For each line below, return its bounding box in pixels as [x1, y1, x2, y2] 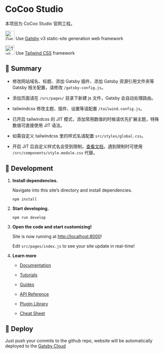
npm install [12, 197, 37, 202]
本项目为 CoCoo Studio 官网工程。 [5, 20, 75, 26]
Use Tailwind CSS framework [15, 50, 75, 56]
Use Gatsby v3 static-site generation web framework [15, 35, 123, 41]
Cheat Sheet [19, 310, 45, 316]
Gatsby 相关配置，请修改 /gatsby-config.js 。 [12, 84, 106, 90]
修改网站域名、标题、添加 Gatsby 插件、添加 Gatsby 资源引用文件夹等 [12, 78, 155, 84]
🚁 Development [5, 164, 53, 173]
